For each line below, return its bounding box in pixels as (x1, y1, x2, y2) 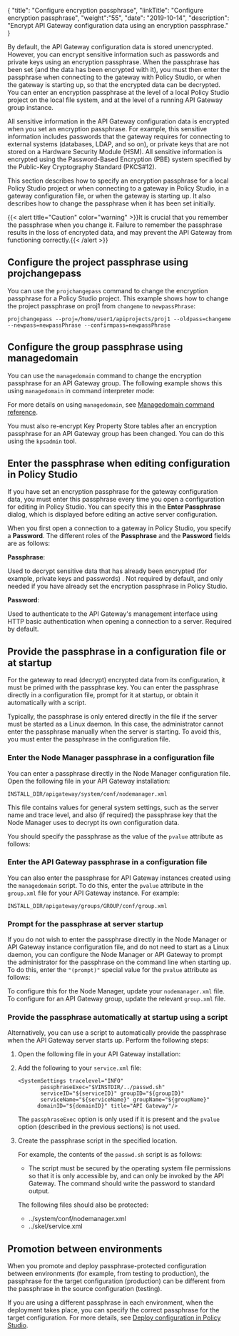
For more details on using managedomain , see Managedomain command (7, 400, 215, 409)
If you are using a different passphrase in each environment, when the (7, 1298, 214, 1307)
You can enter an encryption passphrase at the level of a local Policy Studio (7, 88, 230, 96)
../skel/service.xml (28, 1222, 83, 1230)
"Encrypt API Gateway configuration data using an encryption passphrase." (7, 21, 229, 29)
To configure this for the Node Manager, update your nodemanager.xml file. (7, 987, 225, 996)
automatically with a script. (7, 699, 87, 707)
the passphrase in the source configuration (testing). (7, 1285, 163, 1293)
